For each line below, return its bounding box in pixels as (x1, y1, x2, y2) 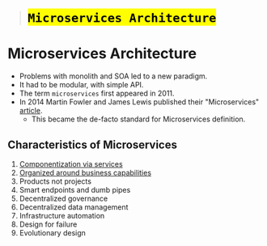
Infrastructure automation (19, 210, 105, 220)
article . (19, 106, 43, 116)
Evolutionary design (19, 227, 87, 237)
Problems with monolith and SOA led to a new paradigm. (19, 71, 208, 81)
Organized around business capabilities (19, 168, 151, 177)
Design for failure (19, 219, 78, 229)
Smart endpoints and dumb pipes (19, 184, 131, 194)
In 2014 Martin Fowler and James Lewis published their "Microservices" (19, 97, 260, 107)
